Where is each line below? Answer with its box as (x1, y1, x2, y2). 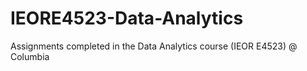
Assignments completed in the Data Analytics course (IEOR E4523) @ (10, 40, 298, 52)
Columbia (10, 50, 50, 62)
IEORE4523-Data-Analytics (10, 7, 244, 30)
